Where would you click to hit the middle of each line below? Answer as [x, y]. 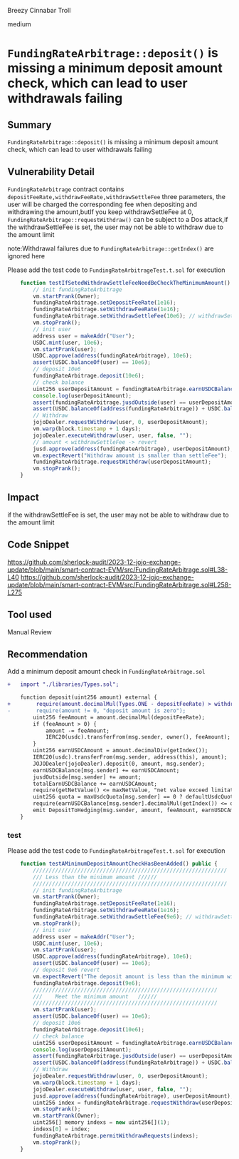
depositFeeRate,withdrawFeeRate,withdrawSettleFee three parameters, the [117, 196]
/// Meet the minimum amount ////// [95, 996]
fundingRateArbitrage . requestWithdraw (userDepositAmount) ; [122, 462]
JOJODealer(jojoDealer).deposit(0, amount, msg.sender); [119, 764]
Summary [30, 125]
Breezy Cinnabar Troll [39, 10]
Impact [23, 498]
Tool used [30, 615]
